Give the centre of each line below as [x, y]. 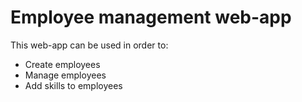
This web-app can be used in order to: [89, 45]
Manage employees [65, 75]
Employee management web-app [151, 17]
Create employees [62, 64]
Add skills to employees [73, 85]
